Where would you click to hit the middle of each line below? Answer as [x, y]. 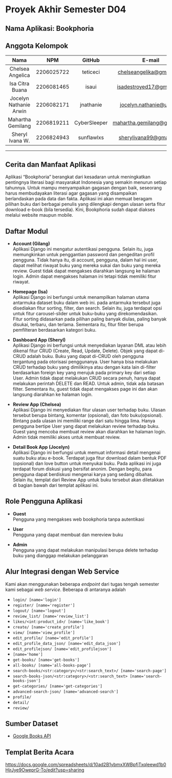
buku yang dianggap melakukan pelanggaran [60, 555]
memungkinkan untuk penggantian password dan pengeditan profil [83, 255]
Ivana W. [19, 141]
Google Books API [32, 736]
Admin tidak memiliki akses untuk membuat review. [67, 437]
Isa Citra [19, 84]
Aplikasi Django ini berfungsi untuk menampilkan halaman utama [81, 297]
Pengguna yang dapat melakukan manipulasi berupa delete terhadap [85, 550]
